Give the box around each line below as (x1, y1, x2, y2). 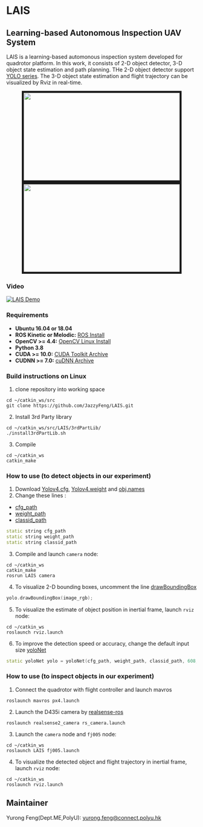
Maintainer (6, 798, 48, 808)
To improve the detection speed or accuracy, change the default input (14, 640, 189, 647)
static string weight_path (6, 534, 74, 540)
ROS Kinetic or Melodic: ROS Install (14, 331, 105, 339)
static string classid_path (6, 539, 77, 545)
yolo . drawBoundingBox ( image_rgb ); (6, 595, 94, 601)
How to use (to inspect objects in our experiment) (6, 672, 155, 681)
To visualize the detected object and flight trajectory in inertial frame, (14, 758, 187, 765)
